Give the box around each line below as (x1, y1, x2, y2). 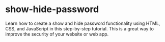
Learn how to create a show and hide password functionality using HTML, (5, 20, 160, 26)
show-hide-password (5, 4, 99, 15)
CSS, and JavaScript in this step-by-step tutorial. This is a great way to (5, 25, 154, 31)
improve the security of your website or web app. (5, 31, 109, 37)
